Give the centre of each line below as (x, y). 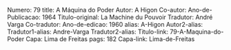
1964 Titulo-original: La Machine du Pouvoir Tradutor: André (127, 17)
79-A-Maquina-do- (197, 32)
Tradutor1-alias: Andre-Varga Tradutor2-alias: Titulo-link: (88, 32)
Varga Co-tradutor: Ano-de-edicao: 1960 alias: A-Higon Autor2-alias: (105, 24)
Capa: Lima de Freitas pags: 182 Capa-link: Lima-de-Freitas (110, 39)
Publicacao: (24, 17)
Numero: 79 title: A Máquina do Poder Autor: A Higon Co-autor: (97, 10)
